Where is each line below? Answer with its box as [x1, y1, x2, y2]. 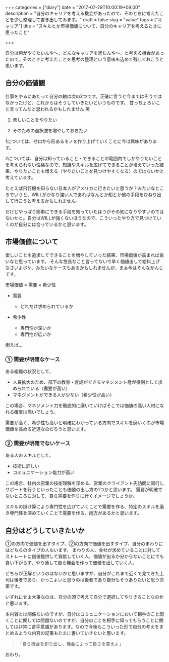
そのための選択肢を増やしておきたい [12, 127, 88, 133]
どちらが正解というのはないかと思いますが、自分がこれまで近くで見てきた [5, 570, 160, 577]
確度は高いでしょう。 [14, 409, 58, 415]
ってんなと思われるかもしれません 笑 [14, 106, 90, 112]
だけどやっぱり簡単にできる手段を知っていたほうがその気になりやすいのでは [5, 208, 164, 214]
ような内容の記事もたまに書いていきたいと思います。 [18, 630, 129, 636]
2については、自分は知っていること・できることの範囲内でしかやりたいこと [5, 155, 162, 161]
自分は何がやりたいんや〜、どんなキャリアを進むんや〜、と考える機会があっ [5, 50, 164, 56]
